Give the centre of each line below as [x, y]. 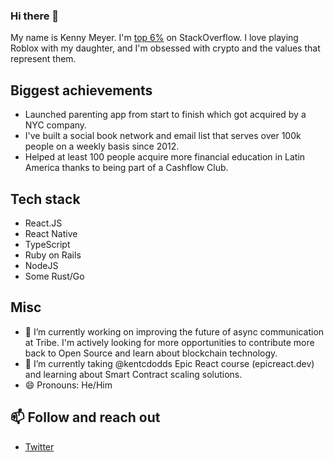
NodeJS [41, 265]
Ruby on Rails [53, 255]
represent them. [43, 59]
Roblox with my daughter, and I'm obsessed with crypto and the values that [165, 48]
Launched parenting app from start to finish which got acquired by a [165, 115]
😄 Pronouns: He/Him [68, 385]
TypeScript [47, 244]
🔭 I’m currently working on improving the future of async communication [174, 331]
